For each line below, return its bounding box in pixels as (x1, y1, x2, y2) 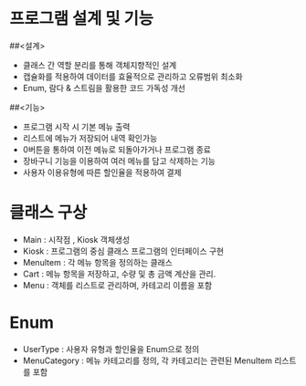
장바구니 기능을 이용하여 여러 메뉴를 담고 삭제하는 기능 (22, 155, 216, 166)
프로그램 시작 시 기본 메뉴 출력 (22, 120, 131, 132)
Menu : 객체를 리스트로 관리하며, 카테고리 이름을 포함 (22, 279, 213, 290)
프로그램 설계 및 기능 (9, 8, 153, 29)
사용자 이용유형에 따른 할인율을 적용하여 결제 (22, 166, 183, 178)
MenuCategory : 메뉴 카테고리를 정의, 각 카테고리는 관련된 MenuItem (22, 355, 272, 366)
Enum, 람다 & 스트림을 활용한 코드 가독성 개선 (22, 82, 185, 93)
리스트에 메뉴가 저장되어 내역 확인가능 (22, 132, 158, 143)
